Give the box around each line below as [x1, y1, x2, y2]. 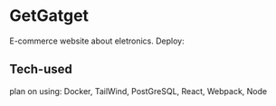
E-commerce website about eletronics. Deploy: [9, 35, 185, 46]
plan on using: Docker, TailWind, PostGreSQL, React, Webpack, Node [9, 85, 268, 96]
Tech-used [9, 62, 72, 77]
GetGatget [9, 5, 89, 26]
